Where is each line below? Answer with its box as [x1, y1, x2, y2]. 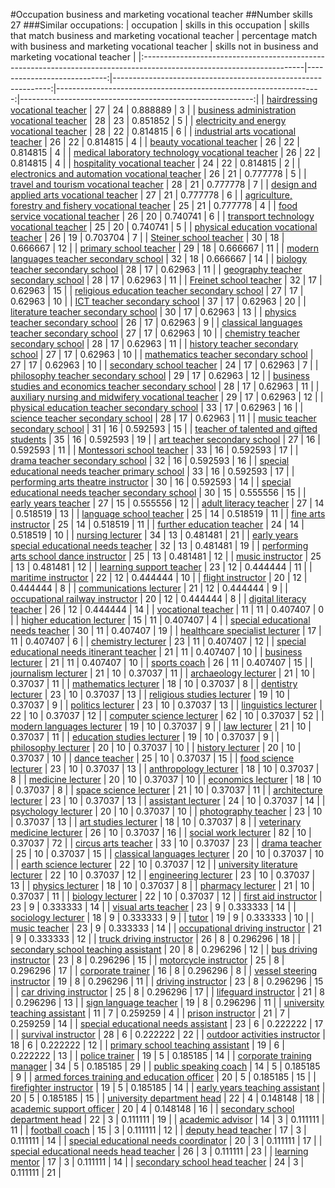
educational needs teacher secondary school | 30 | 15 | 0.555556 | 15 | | [10, 487, 307, 498]
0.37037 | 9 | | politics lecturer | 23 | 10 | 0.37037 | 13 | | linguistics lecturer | [10, 699, 323, 711]
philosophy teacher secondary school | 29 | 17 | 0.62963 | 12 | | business [10, 370, 310, 381]
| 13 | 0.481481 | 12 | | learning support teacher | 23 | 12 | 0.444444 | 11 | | [10, 561, 313, 573]
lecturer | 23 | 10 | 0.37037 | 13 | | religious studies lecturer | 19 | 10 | [10, 689, 291, 700]
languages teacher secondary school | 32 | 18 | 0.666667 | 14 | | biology [10, 253, 307, 264]
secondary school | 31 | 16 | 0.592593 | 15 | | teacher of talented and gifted [10, 423, 318, 434]
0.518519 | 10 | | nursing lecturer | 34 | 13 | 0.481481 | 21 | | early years [10, 529, 299, 541]
